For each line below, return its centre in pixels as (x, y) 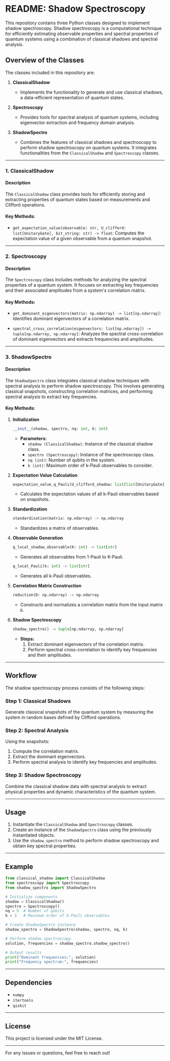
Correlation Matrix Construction (47, 586)
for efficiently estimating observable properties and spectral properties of (82, 33)
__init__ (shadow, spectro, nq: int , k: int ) (60, 428)
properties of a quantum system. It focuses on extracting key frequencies (82, 285)
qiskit (19, 1006)
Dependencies (29, 982)
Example (19, 867)
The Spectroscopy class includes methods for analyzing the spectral (76, 280)
